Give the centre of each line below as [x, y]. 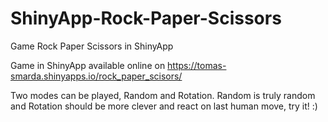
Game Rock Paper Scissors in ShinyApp [92, 46]
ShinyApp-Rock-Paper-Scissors [146, 18]
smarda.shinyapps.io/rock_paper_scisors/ [96, 76]
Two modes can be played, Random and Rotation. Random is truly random [163, 95]
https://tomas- [197, 65]
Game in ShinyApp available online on [88, 65]
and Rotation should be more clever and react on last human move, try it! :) [164, 106]
